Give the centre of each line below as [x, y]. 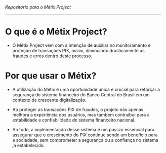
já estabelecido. [28, 145]
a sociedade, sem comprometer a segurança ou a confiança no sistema [85, 140]
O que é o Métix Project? [56, 32]
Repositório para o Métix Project [38, 7]
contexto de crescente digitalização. [49, 100]
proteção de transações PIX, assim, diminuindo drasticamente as [78, 50]
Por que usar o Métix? [51, 76]
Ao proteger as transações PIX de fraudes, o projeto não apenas [78, 109]
